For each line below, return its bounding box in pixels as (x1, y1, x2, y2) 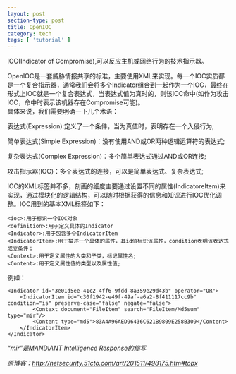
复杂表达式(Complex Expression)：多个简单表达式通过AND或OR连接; (7, 152, 206, 161)
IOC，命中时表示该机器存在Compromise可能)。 (7, 98, 144, 107)
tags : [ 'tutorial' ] (7, 37, 71, 44)
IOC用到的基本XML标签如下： (19, 200, 106, 208)
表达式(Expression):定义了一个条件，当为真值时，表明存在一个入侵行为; (7, 122, 215, 131)
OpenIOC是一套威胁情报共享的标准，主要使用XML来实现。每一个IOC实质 (7, 72, 219, 80)
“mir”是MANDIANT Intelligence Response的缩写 (7, 344, 147, 353)
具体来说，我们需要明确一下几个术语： (7, 107, 118, 116)
